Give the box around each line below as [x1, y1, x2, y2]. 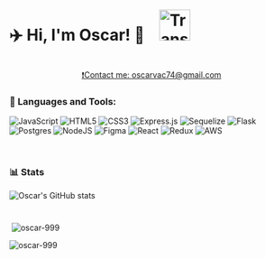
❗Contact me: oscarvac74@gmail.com [81, 69, 222, 80]
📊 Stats [9, 166, 45, 179]
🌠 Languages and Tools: [9, 95, 117, 107]
